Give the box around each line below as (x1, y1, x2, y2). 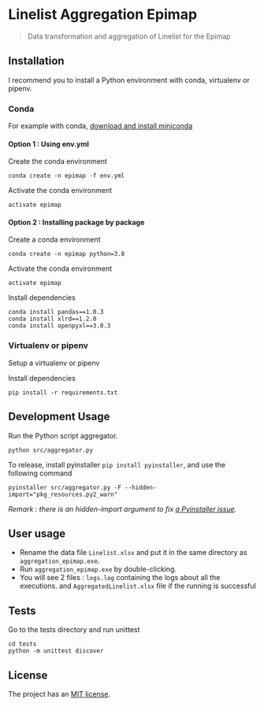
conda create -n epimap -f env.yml (8, 172, 125, 180)
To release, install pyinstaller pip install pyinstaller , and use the (8, 460, 226, 469)
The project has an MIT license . (8, 689, 111, 698)
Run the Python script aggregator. (8, 431, 118, 440)
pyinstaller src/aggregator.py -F (8, 483, 122, 491)
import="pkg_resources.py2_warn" (8, 490, 118, 498)
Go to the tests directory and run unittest (8, 625, 140, 634)
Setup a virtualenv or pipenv (8, 358, 100, 368)
